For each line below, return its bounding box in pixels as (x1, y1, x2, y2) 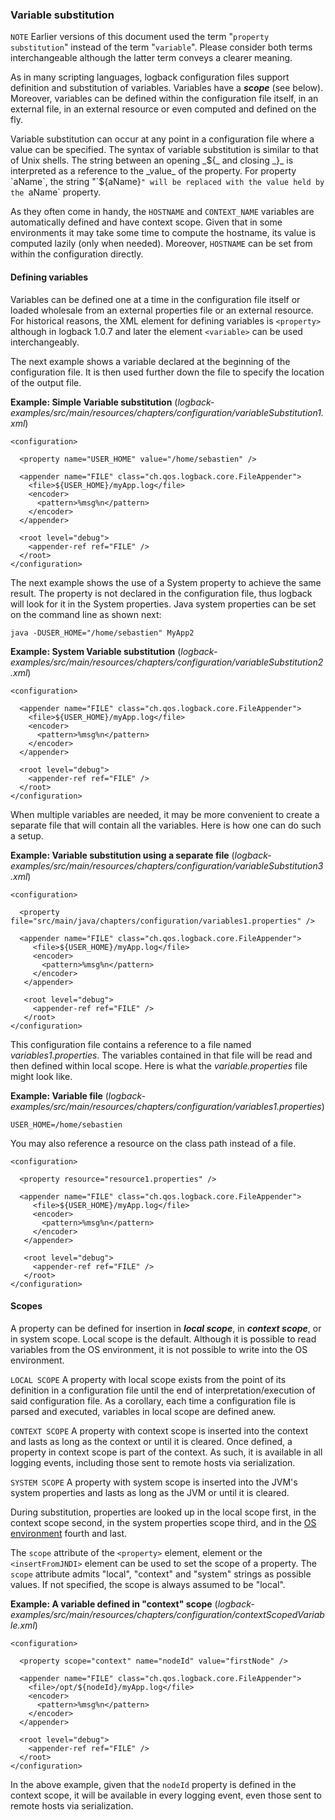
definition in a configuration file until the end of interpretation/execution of (10, 1384, 316, 1396)
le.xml (10, 1619, 35, 1631)
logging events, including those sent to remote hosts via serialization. (10, 1456, 296, 1468)
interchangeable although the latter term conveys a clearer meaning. (10, 52, 293, 64)
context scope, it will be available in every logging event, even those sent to (10, 1789, 322, 1801)
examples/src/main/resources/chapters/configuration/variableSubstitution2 (10, 656, 324, 668)
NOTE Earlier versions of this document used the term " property (10, 31, 270, 43)
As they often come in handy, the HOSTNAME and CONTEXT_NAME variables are (10, 206, 315, 218)
